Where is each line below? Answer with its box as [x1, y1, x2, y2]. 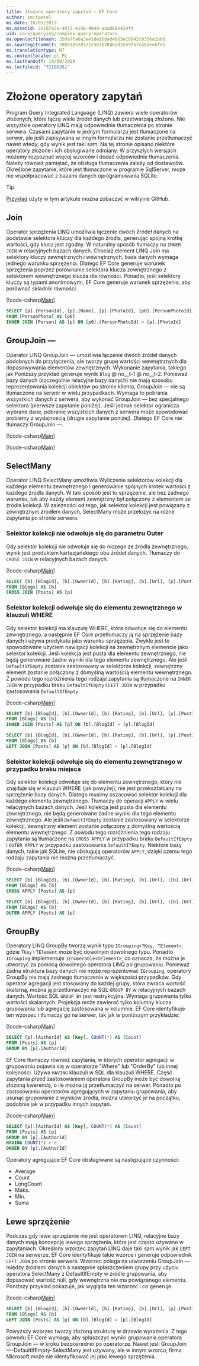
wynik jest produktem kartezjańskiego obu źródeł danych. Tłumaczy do [6, 549, 181, 556]
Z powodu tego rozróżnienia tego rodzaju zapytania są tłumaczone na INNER [6, 675, 191, 682]
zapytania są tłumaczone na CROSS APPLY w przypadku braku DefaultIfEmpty [6, 835, 192, 842]
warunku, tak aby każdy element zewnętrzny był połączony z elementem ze [6, 495, 191, 502]
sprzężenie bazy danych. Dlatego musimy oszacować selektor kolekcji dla [6, 791, 187, 798]
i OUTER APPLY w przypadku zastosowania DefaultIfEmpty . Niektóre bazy [6, 842, 182, 849]
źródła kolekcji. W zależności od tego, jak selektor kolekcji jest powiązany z [6, 502, 190, 509]
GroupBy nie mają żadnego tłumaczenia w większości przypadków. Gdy [6, 973, 182, 981]
